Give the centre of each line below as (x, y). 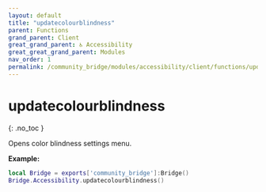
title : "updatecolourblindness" (61, 23)
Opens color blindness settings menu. (70, 143)
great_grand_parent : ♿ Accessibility (70, 45)
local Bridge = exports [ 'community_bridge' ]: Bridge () (99, 173)
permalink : (26, 67)
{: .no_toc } (26, 128)
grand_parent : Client (44, 38)
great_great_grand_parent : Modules (67, 52)
